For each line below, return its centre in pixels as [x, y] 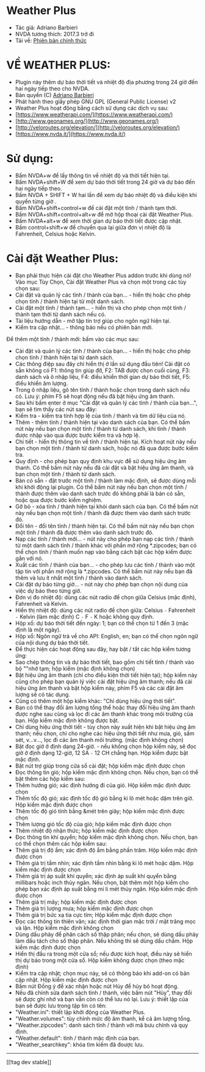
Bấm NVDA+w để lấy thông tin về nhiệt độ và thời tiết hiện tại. [92, 175]
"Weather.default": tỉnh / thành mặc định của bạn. [77, 1038]
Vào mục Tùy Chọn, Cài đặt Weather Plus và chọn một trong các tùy [101, 282]
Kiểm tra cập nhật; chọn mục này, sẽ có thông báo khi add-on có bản [103, 973]
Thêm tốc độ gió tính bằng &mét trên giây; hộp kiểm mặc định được [100, 811]
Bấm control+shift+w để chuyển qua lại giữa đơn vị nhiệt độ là [93, 227]
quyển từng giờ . [36, 201]
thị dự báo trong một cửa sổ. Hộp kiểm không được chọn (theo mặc [100, 960]
